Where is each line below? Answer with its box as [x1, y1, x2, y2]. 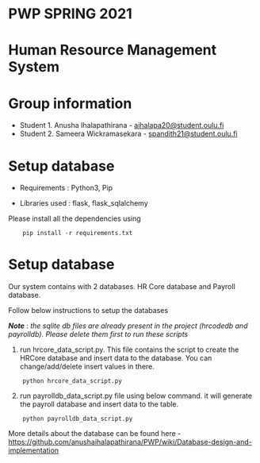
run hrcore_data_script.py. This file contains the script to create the [19, 345, 239, 354]
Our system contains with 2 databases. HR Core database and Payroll [8, 282, 235, 291]
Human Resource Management [8, 41, 217, 60]
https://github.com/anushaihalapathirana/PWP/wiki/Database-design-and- [8, 438, 252, 447]
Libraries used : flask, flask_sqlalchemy [19, 199, 148, 208]
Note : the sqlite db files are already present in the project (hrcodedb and [8, 321, 248, 330]
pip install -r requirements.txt [22, 230, 133, 237]
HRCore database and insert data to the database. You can [19, 353, 212, 363]
